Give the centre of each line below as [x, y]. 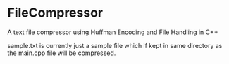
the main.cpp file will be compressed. [62, 53]
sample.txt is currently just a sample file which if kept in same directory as [115, 45]
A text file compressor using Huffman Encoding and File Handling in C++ [113, 32]
